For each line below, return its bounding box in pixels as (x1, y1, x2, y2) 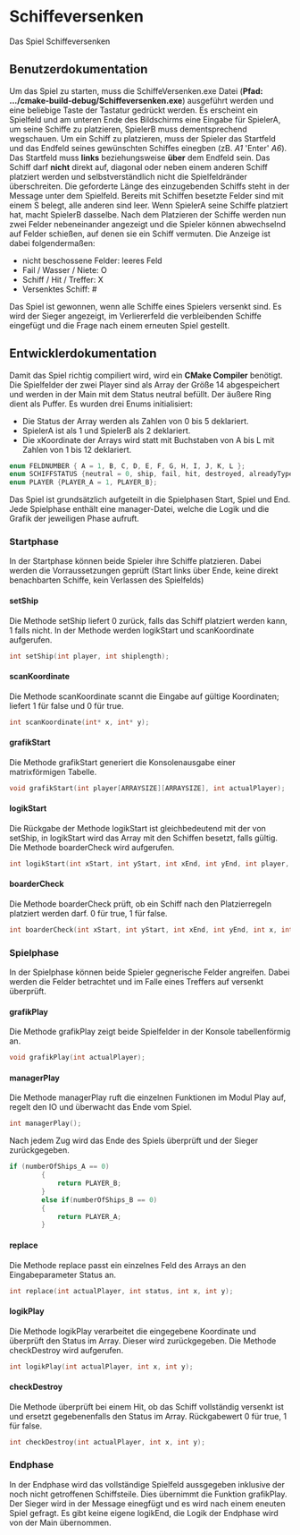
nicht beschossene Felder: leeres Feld (21, 255, 162, 266)
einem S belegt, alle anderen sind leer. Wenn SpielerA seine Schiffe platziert (9, 200, 288, 210)
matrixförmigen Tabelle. (9, 766, 97, 777)
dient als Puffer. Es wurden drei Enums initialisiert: (9, 398, 194, 409)
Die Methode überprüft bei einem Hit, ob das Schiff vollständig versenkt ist (9, 1401, 284, 1411)
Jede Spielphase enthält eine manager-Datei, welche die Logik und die (9, 504, 270, 515)
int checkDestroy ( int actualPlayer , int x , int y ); (9, 1437, 205, 1446)
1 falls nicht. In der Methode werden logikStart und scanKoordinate (9, 625, 254, 635)
